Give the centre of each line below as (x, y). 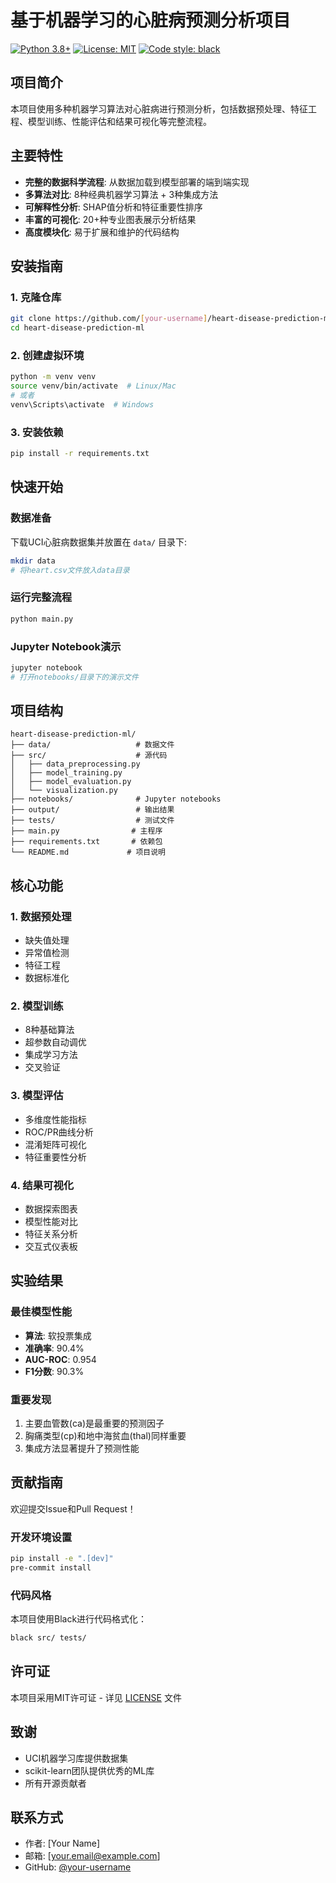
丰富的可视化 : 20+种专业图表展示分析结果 (110, 219)
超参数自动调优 (55, 1042)
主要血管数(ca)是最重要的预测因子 (94, 1423)
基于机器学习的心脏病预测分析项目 (151, 20)
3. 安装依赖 (37, 432)
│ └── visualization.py (64, 791)
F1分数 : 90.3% (54, 1371)
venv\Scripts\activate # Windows (82, 404)
